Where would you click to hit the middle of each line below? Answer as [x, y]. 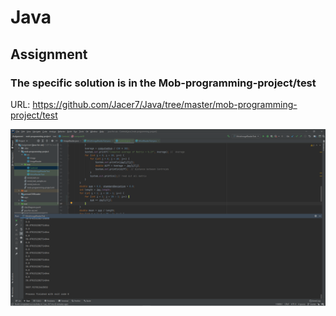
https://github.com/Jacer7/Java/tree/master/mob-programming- [165, 104]
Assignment [49, 54]
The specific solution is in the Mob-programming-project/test [163, 83]
